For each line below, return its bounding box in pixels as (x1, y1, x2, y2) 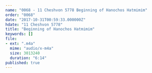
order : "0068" (5, 12, 36, 17)
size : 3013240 (10, 50, 40, 56)
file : (5, 36, 17, 42)
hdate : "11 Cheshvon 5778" (5, 22, 63, 27)
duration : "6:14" (10, 55, 47, 61)
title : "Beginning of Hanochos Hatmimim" (5, 27, 95, 32)
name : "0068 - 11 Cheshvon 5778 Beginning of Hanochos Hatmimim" (5, 7, 147, 13)
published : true (5, 60, 40, 65)
